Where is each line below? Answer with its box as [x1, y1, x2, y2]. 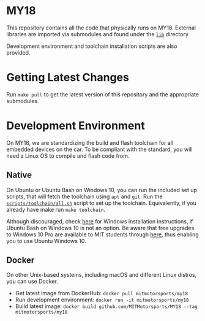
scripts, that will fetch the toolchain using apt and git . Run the [6, 193, 163, 200]
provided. [6, 48, 31, 56]
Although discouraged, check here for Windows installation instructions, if [6, 217, 193, 225]
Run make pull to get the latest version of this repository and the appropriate [6, 90, 199, 98]
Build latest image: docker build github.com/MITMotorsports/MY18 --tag [15, 303, 198, 310]
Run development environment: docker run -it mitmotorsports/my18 [15, 296, 189, 304]
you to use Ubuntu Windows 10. [6, 237, 87, 244]
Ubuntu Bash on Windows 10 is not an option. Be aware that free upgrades [6, 224, 195, 231]
